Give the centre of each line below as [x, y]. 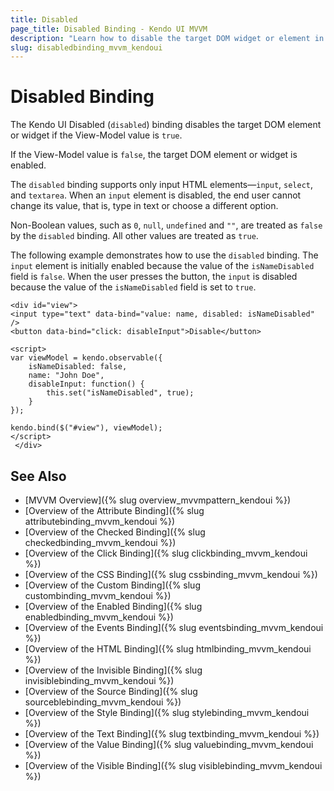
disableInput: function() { [86, 384]
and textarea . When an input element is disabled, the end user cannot [156, 195]
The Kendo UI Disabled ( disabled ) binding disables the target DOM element [166, 125]
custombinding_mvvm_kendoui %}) [98, 595]
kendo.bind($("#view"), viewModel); [86, 428]
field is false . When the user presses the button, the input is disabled [154, 277]
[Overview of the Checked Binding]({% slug [115, 532]
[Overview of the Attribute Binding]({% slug [114, 510]
